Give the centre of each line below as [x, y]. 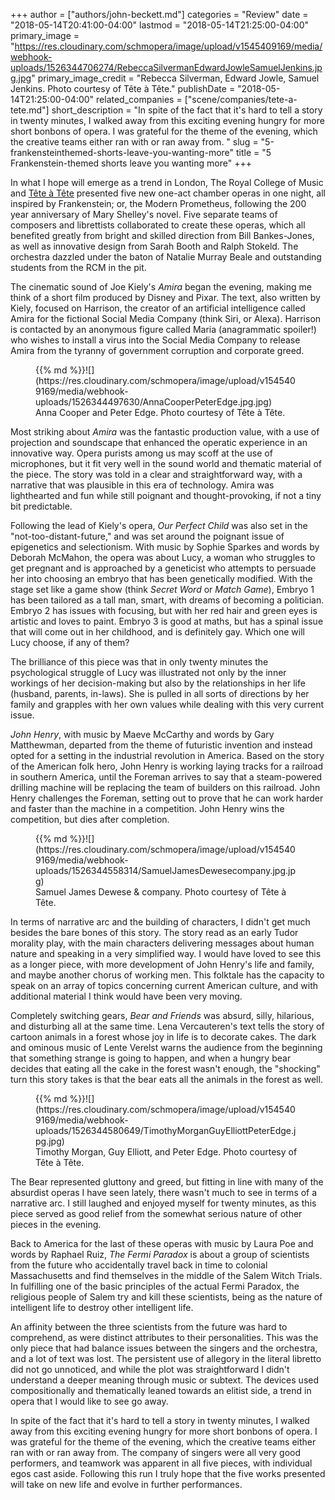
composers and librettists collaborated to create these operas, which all [158, 225]
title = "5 [253, 152]
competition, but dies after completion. [90, 819]
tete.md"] [30, 110]
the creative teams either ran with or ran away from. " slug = [134, 142]
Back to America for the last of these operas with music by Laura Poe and [162, 1243]
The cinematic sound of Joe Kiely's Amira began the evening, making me [161, 287]
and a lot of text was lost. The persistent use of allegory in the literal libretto [166, 1358]
